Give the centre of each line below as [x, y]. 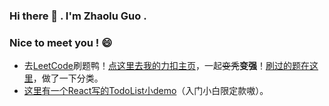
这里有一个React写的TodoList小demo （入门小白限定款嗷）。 [146, 91]
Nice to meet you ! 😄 [61, 42]
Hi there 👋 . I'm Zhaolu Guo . [78, 16]
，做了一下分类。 [68, 78]
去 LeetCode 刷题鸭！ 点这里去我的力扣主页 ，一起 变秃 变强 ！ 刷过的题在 [166, 66]
